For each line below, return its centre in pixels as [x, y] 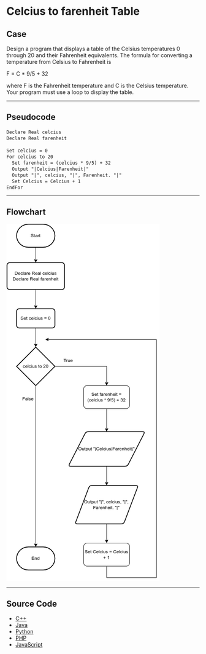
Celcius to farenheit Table [73, 11]
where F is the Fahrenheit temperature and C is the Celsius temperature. [97, 85]
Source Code [32, 604]
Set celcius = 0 [27, 151]
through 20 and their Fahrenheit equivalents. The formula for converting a [100, 55]
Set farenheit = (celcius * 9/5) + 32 [62, 163]
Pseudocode [31, 117]
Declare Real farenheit [37, 138]
